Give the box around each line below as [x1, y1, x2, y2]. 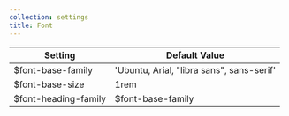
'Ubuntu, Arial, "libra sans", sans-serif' [114, 63, 277, 76]
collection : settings [9, 12, 89, 22]
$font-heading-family [13, 92, 107, 105]
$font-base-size [13, 78, 85, 91]
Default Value [166, 49, 225, 62]
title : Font [9, 21, 53, 30]
